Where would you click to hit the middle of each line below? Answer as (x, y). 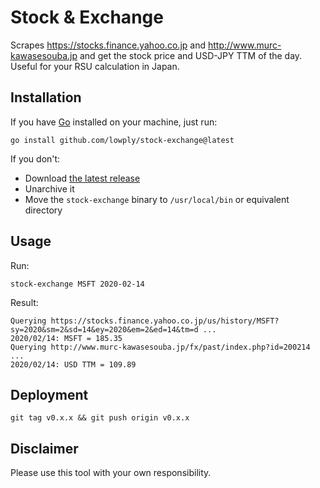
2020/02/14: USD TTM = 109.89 (73, 364)
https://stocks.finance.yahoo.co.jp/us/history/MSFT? (165, 321)
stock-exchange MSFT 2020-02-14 (77, 284)
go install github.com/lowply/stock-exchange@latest (122, 140)
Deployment (49, 394)
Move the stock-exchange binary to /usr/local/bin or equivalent (157, 199)
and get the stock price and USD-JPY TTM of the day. (191, 55)
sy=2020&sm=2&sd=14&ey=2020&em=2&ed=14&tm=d (104, 329)
